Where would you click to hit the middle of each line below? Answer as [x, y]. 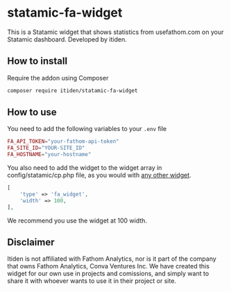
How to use [32, 112]
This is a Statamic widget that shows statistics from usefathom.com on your [115, 32]
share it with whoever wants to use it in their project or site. [92, 281]
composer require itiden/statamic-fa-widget [72, 91]
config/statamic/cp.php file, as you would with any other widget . [100, 175]
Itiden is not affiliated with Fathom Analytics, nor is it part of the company [112, 259]
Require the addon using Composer [58, 78]
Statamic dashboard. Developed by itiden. [67, 39]
